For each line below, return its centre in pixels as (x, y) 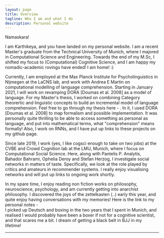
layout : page (18, 10)
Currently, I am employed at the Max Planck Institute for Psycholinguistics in (82, 77)
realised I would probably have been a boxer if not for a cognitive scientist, (80, 215)
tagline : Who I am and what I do (39, 19)
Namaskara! (17, 37)
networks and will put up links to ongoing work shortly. (60, 174)
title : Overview (21, 14)
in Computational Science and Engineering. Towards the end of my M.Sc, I (80, 57)
